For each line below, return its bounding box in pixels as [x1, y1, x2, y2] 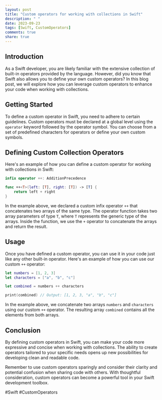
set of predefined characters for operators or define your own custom [5, 129, 145, 135]
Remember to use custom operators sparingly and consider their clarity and [5, 364, 158, 370]
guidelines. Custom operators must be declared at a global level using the [5, 118, 153, 125]
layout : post [5, 7, 32, 12]
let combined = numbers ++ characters [5, 284, 84, 289]
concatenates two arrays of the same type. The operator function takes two [5, 208, 158, 214]
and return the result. [5, 223, 48, 229]
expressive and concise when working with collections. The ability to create [5, 344, 158, 350]
